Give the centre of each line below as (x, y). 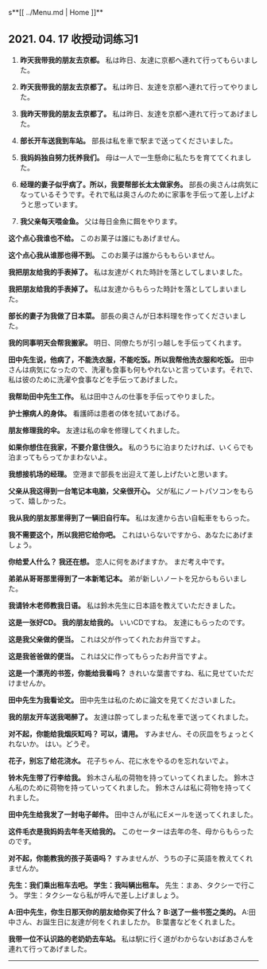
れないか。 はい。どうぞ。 (51, 744)
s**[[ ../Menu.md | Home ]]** (56, 12)
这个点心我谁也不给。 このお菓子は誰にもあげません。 (96, 238)
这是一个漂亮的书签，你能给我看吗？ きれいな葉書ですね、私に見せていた (128, 673)
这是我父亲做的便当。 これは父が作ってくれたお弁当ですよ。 (106, 639)
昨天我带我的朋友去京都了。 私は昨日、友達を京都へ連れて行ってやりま (135, 87)
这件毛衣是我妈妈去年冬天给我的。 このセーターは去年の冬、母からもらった (131, 831)
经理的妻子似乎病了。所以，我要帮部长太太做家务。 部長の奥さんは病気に (139, 184)
